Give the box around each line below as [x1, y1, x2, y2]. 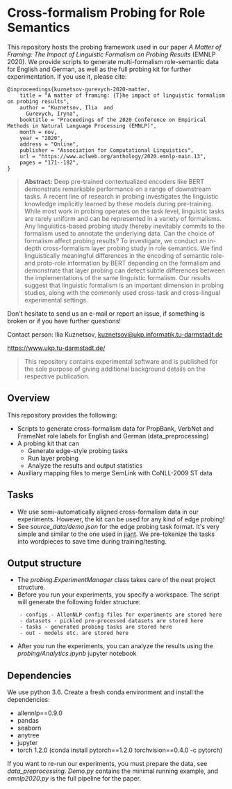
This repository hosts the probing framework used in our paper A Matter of [7, 43, 222, 51]
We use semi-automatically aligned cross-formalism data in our [17, 507, 199, 516]
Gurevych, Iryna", [25, 110, 79, 117]
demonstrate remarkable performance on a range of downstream [24, 185, 211, 193]
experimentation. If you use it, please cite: [7, 72, 127, 81]
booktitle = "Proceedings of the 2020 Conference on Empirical [19, 116, 207, 123]
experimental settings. [24, 296, 88, 304]
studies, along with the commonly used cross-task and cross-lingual [24, 288, 221, 297]
